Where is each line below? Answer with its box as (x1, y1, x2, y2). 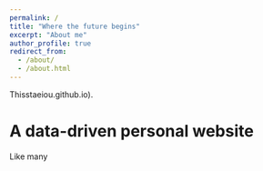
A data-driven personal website (9, 121, 255, 142)
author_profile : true (9, 38, 92, 48)
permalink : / (9, 13, 59, 23)
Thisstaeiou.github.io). (9, 88, 94, 100)
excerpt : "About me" (9, 30, 88, 39)
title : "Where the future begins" (9, 22, 141, 31)
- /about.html (17, 65, 71, 74)
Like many (9, 151, 48, 162)
